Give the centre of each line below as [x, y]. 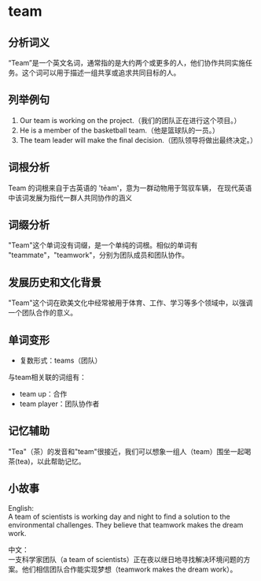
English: [21, 508]
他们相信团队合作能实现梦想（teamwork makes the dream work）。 [129, 569]
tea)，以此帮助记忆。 [51, 461]
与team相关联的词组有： [47, 378]
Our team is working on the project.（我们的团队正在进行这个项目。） [130, 120]
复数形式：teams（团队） [61, 360]
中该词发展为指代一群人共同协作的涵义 [70, 197]
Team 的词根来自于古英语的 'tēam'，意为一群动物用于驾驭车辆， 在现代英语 [130, 188]
